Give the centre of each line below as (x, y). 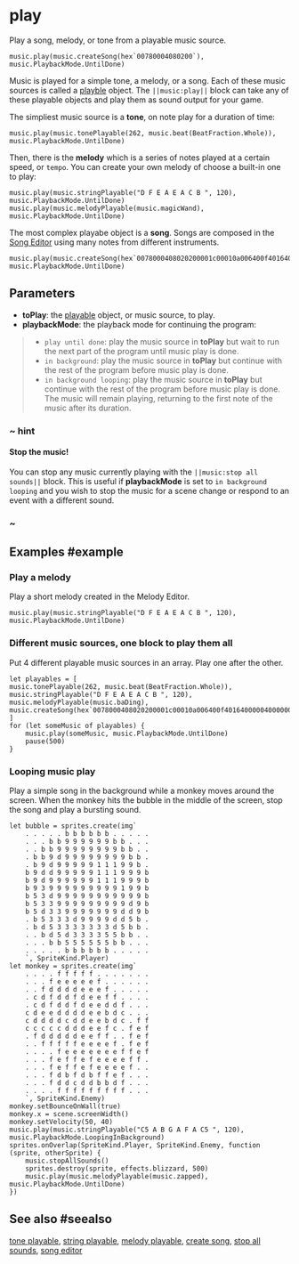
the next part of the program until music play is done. (141, 351)
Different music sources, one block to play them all (121, 644)
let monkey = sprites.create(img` (73, 967)
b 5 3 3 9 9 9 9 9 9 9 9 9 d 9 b (87, 904)
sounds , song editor (46, 1250)
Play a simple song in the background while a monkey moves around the (142, 791)
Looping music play (53, 771)
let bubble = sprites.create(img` (73, 826)
